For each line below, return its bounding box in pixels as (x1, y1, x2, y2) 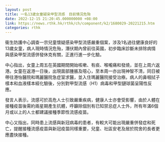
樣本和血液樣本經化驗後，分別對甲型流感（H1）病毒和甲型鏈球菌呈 (5, 80, 139, 86)
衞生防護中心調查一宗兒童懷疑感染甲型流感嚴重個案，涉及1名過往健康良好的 (5, 40, 158, 46)
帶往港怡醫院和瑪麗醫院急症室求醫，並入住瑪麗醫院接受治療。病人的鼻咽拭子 (5, 74, 160, 80)
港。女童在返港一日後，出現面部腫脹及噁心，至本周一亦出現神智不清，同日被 (5, 68, 160, 74)
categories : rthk (5, 25, 41, 30)
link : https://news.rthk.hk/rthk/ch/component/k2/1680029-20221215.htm (5, 21, 155, 26)
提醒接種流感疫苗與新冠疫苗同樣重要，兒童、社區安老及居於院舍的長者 (13, 126, 156, 132)
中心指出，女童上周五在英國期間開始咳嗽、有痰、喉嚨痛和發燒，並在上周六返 (5, 62, 160, 68)
